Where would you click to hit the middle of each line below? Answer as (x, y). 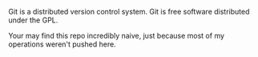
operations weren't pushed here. (62, 44)
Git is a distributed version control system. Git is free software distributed (129, 12)
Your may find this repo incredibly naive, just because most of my (117, 36)
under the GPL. (33, 20)
